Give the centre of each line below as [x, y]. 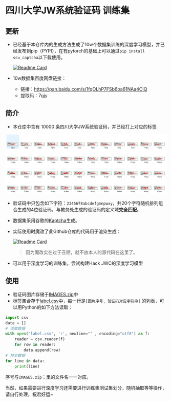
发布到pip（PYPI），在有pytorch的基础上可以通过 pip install [81, 51]
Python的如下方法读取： [47, 307]
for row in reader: [35, 345]
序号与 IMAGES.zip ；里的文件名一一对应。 [48, 377]
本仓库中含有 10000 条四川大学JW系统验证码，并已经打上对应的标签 [85, 126]
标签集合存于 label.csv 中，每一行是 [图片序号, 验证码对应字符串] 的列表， [86, 301]
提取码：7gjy [34, 95]
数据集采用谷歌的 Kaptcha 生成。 [46, 221]
